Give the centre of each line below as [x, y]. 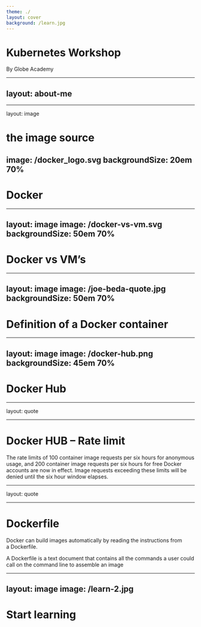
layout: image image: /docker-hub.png [80, 353]
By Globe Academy [30, 69]
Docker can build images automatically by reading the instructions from [94, 540]
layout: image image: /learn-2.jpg [70, 589]
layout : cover [24, 17]
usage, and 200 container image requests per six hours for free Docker [94, 464]
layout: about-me [39, 94]
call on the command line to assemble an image [65, 565]
